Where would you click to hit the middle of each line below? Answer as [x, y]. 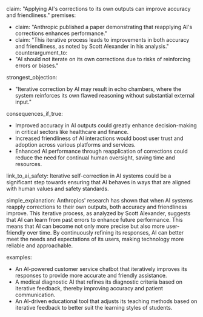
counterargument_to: [41, 53]
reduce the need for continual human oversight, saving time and [95, 158]
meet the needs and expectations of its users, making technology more [95, 239]
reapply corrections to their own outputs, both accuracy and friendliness [97, 207]
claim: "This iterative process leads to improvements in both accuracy [102, 40]
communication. [35, 295]
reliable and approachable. [40, 245]
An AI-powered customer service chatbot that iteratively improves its [101, 269]
